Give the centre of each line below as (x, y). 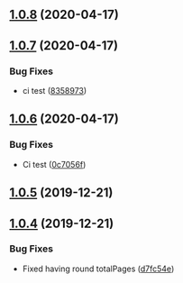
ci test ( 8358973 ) (55, 91)
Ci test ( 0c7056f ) (54, 164)
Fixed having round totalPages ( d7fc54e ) (98, 269)
